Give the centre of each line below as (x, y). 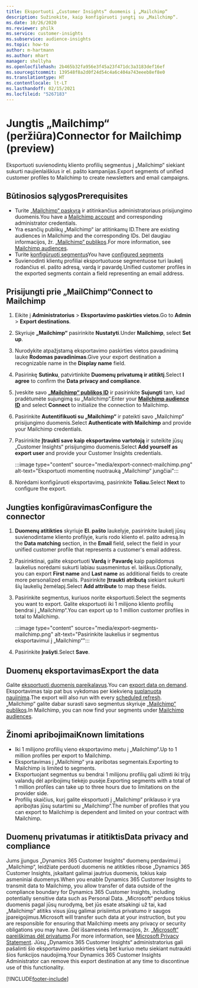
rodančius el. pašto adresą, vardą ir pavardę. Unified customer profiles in (103, 267)
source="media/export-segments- (116, 628)
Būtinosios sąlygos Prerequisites (67, 196)
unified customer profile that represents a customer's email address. (98, 550)
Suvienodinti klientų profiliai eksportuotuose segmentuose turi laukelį (99, 260)
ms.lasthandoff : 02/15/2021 (41, 89)
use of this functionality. (35, 967)
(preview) (30, 148)
